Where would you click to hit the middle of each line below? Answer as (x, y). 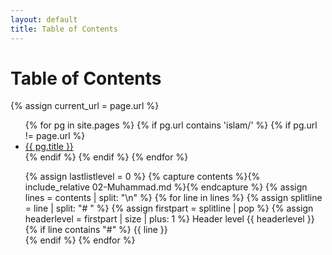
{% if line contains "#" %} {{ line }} (96, 230)
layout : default (44, 19)
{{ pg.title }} (49, 147)
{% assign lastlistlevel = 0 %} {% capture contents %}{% (142, 177)
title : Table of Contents (64, 29)
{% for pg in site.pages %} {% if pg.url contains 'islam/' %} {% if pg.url (171, 125)
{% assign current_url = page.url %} (85, 106)
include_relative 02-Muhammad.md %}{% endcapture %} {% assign (166, 187)
